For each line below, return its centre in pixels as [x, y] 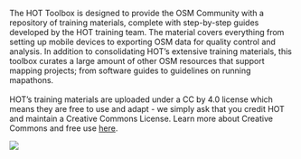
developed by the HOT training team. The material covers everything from [147, 32]
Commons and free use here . [64, 128]
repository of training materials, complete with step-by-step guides [134, 23]
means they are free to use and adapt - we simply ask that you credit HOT [147, 109]
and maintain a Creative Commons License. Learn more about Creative [141, 118]
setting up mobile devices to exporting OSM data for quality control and [142, 42]
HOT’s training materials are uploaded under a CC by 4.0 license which [141, 99]
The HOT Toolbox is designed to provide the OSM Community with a [137, 13]
